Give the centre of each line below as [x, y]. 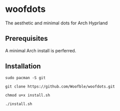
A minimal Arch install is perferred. [41, 50]
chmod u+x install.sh [28, 95]
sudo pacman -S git [25, 78]
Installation [23, 66]
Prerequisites [26, 39]
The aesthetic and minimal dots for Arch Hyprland [56, 23]
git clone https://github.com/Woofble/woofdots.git [60, 86]
